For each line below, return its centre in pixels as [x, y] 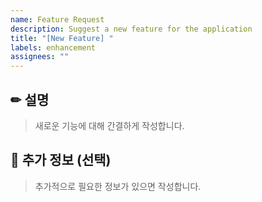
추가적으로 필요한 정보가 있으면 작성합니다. [118, 186]
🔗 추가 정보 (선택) [61, 160]
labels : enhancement [53, 47]
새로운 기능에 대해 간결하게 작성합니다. [109, 125]
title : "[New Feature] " [62, 38]
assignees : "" [40, 57]
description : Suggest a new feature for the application [131, 29]
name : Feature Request [57, 19]
